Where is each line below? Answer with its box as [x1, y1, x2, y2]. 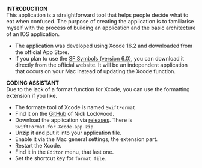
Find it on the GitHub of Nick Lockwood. [14, 110, 114, 117]
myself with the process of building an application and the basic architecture [6, 24, 196, 31]
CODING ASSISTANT [6, 79, 59, 86]
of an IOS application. [6, 31, 60, 38]
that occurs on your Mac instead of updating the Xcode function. [14, 68, 176, 74]
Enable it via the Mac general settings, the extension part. [14, 136, 158, 143]
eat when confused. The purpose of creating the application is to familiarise [6, 18, 194, 25]
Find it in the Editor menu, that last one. [14, 148, 114, 155]
